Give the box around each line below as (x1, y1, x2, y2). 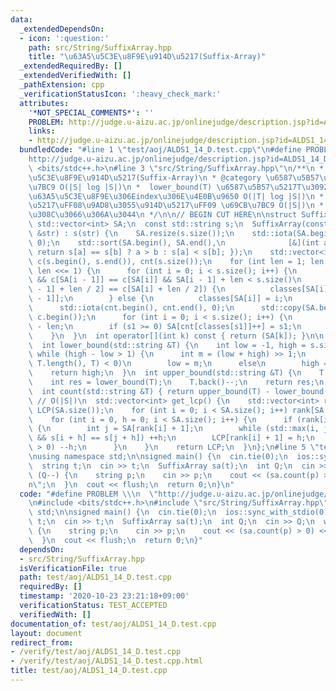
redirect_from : (10, 637, 74, 648)
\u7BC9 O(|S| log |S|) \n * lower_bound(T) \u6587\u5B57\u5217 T (28, 182, 302, 192)
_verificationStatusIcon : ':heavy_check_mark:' (19, 89, 222, 99)
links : (28, 126, 56, 136)
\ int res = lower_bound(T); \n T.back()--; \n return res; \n (28, 377, 325, 387)
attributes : (19, 98, 70, 108)
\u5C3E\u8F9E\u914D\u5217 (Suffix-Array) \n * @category (28, 172, 262, 183)
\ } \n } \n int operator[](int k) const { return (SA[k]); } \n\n (28, 331, 325, 341)
